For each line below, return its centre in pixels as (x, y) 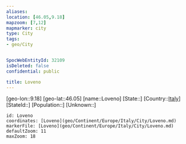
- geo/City (20, 45)
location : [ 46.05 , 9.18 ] (36, 17)
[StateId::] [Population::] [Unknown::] (51, 105)
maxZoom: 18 (21, 136)
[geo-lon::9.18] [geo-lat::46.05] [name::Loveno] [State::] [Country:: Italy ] (94, 99)
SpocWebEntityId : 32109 (36, 60)
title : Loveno (24, 82)
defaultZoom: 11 (26, 131)
